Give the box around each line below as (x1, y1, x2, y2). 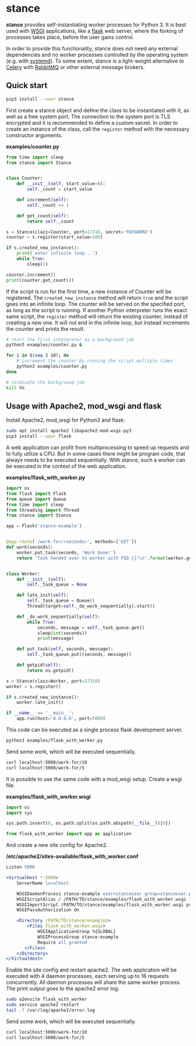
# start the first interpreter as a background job (6, 336, 134, 343)
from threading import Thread (6, 507, 80, 513)
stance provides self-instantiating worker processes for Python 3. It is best (6, 21, 187, 28)
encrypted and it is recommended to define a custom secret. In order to (6, 119, 178, 126)
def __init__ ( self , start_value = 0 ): (16, 181, 106, 187)
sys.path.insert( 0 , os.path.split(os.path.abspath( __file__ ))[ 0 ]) (6, 821, 171, 826)
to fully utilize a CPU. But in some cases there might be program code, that (6, 450, 185, 457)
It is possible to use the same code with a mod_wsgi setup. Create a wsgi (6, 775, 182, 782)
